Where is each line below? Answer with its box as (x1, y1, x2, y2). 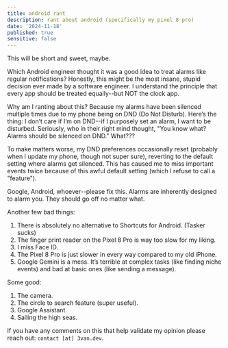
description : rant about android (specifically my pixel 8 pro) (7, 16, 194, 23)
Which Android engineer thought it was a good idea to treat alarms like (7, 68, 207, 76)
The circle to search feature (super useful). (16, 299, 139, 307)
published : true (7, 29, 53, 36)
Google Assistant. (16, 306, 67, 314)
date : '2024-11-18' (7, 23, 63, 29)
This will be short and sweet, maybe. (7, 54, 111, 62)
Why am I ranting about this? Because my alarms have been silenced (7, 103, 202, 111)
